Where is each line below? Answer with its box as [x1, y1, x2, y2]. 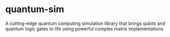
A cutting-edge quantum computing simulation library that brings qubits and [5, 20, 165, 26]
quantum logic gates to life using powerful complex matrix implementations [5, 25, 163, 31]
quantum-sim [5, 4, 64, 15]
